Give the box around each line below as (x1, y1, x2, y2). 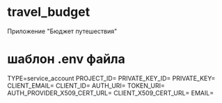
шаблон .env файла (7, 51, 125, 67)
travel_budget (7, 4, 90, 20)
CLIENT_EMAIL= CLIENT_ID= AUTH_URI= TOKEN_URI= (7, 81, 166, 90)
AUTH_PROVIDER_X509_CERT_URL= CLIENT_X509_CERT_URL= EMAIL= (7, 88, 214, 97)
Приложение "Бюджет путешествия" (7, 27, 118, 35)
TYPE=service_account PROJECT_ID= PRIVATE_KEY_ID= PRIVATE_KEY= (7, 74, 216, 82)
